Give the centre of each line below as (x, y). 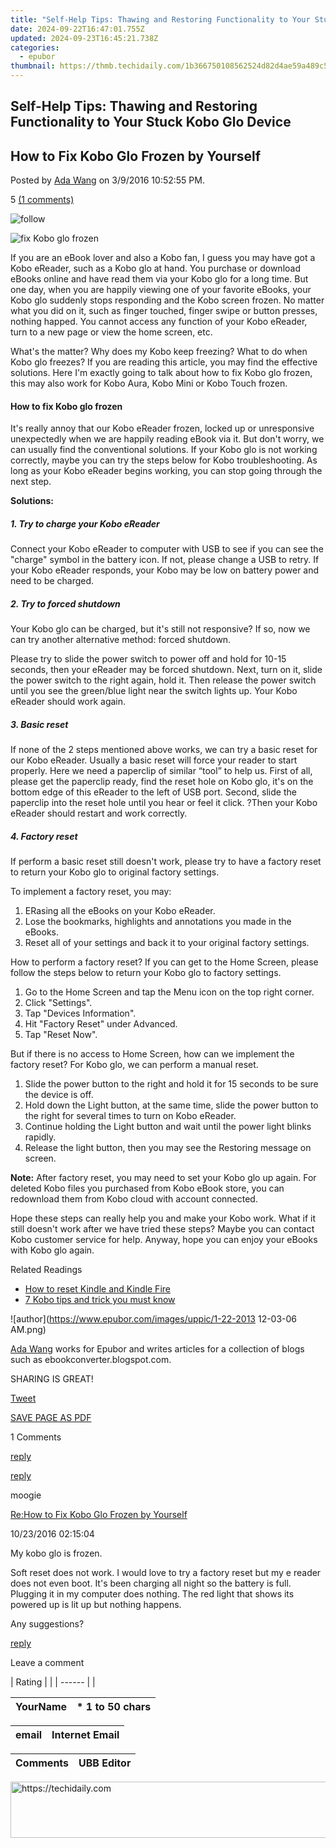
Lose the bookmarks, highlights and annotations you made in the (158, 922)
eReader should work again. (68, 702)
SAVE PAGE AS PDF (51, 1418)
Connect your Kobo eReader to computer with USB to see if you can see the (167, 549)
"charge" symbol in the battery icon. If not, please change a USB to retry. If (165, 560)
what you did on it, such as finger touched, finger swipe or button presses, (164, 311)
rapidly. (40, 1137)
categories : (35, 47)
